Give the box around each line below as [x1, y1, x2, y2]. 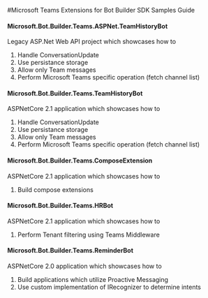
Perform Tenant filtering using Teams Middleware [17, 230, 161, 239]
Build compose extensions [17, 185, 94, 194]
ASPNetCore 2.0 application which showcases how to [7, 262, 162, 271]
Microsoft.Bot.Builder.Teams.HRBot [7, 202, 114, 210]
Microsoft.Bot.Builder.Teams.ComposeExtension [7, 156, 153, 165]
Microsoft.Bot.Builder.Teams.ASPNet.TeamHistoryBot [7, 22, 168, 30]
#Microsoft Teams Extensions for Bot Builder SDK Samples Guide [7, 6, 195, 14]
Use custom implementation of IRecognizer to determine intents [17, 283, 201, 292]
